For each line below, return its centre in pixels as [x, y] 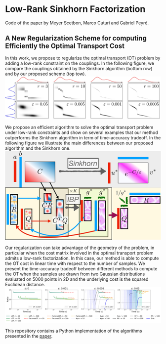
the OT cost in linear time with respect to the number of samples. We [75, 263]
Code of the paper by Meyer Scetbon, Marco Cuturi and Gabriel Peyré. [77, 23]
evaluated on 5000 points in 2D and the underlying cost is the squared [77, 279]
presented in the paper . [29, 336]
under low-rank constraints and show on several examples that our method [82, 132]
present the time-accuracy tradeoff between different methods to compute [81, 269]
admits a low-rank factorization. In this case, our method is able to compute [82, 258]
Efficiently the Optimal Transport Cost [65, 46]
